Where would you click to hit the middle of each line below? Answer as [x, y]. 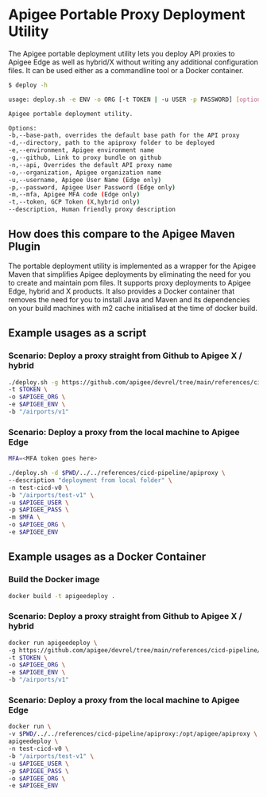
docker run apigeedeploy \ [53, 643]
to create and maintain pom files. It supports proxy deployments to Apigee [130, 282]
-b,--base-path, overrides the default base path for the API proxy [124, 136]
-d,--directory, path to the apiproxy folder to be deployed [112, 143]
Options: [23, 128]
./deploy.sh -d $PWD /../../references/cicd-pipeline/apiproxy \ [117, 473]
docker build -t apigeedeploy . [62, 596]
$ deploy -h [28, 85]
